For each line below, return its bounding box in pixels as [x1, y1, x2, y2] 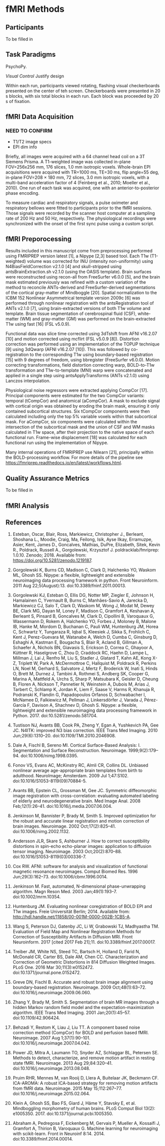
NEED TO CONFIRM [5, 127, 53, 134]
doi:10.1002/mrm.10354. [12, 894, 61, 900]
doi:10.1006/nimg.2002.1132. [12, 829, 70, 834]
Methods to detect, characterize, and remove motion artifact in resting [12, 1055, 155, 1061]
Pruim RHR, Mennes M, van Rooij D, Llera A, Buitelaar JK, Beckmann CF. [12, 1075, 159, 1081]
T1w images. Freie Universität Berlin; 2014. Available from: [12, 908, 130, 915]
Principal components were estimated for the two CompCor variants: [5, 393, 145, 399]
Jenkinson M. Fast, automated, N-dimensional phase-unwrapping [12, 883, 146, 889]
